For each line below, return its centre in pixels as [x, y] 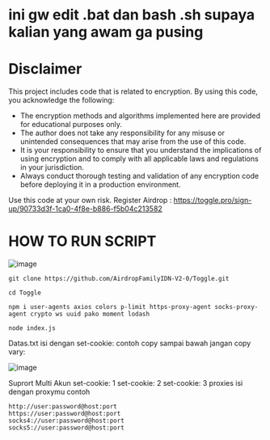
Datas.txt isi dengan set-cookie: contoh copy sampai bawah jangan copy [130, 343]
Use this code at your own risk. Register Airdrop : [90, 201]
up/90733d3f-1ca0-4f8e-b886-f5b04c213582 [86, 209]
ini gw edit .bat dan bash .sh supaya [132, 15]
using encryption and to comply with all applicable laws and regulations [139, 159]
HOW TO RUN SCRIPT [82, 241]
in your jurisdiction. [52, 167]
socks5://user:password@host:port [67, 428]
